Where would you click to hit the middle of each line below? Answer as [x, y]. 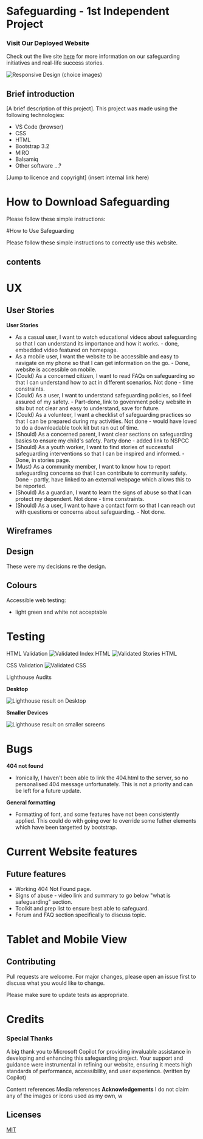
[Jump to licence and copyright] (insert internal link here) [78, 177]
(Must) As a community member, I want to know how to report [93, 466]
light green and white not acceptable [61, 612]
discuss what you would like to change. [56, 983]
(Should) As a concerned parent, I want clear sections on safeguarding [104, 434]
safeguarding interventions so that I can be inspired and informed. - [100, 453]
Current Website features [72, 852]
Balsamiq [26, 159]
